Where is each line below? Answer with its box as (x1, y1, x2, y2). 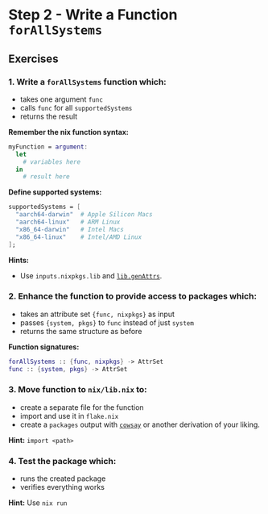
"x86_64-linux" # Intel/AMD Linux (15, 232, 142, 241)
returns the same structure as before (19, 326, 142, 336)
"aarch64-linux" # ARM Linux (15, 218, 121, 226)
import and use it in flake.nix (19, 411, 119, 420)
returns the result (19, 111, 78, 121)
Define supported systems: (8, 187, 102, 197)
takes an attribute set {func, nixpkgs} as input (19, 309, 175, 319)
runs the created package (19, 474, 106, 483)
